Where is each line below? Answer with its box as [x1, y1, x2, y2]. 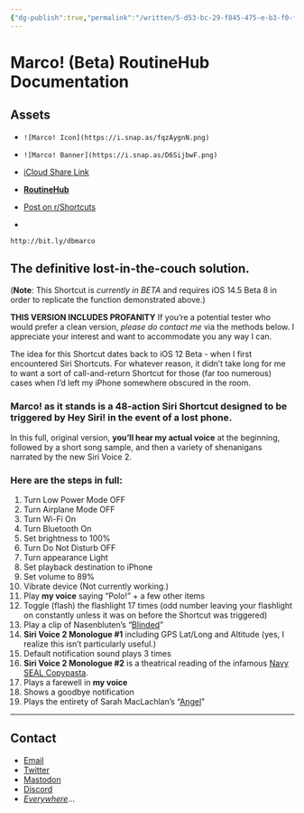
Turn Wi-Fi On [23, 514, 76, 525]
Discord [23, 783, 53, 794]
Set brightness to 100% [23, 533, 111, 544]
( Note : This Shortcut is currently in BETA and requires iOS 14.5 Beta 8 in [10, 285, 278, 296]
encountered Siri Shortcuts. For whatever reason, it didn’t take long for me [10, 358, 287, 369]
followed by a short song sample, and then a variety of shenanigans [10, 441, 263, 452]
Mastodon [23, 774, 61, 785]
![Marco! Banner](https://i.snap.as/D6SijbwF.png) [23, 150, 218, 159]
